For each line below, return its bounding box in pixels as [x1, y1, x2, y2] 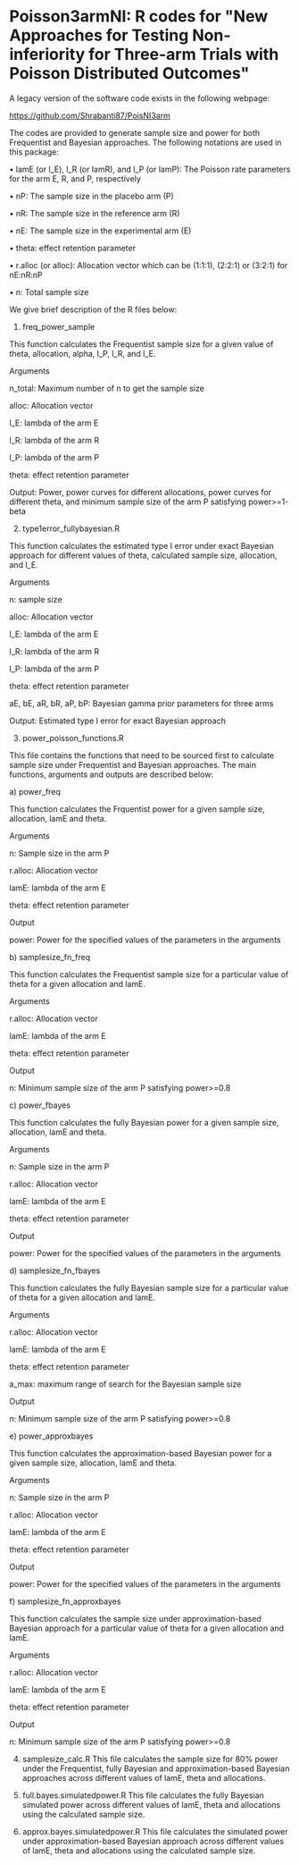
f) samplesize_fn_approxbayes [9, 1596, 121, 1607]
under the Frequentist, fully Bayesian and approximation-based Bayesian [21, 1763, 290, 1774]
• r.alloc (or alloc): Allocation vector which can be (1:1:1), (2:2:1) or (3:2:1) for [9, 259, 288, 270]
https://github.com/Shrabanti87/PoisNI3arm [9, 110, 171, 121]
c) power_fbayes [9, 1100, 71, 1110]
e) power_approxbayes [9, 1430, 94, 1441]
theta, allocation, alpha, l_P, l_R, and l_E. [9, 348, 156, 359]
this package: [9, 146, 60, 157]
